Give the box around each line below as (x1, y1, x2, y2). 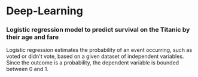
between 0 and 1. (6, 66, 49, 73)
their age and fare (6, 33, 59, 41)
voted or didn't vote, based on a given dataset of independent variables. (6, 53, 184, 60)
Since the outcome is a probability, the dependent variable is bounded (6, 59, 179, 66)
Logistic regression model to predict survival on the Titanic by (6, 26, 190, 34)
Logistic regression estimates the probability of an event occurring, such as (6, 47, 193, 54)
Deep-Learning (6, 4, 84, 18)
